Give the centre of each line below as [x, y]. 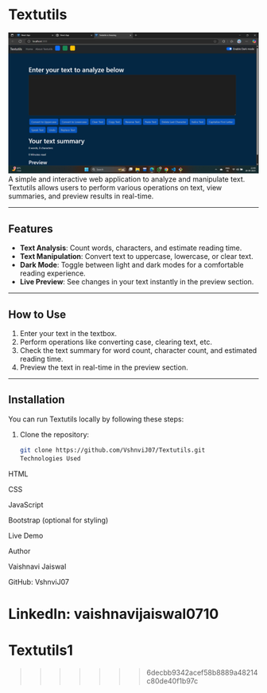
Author [19, 550]
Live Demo [26, 535]
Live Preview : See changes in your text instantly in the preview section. [137, 282]
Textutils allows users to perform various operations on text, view [115, 188]
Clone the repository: [54, 434]
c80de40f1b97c [172, 681]
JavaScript [26, 504]
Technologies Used [50, 458]
